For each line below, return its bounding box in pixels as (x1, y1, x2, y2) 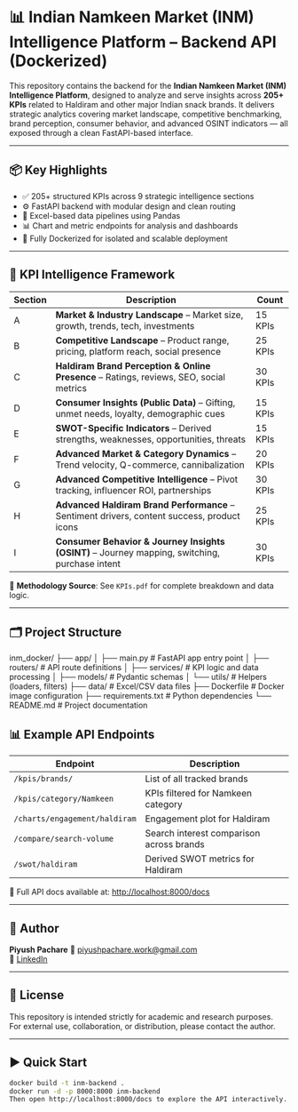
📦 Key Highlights (9, 163, 108, 178)
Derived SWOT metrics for (145, 852, 255, 865)
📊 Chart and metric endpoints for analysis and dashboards (21, 220, 239, 231)
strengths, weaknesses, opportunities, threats (55, 433, 247, 445)
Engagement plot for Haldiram (145, 812, 271, 825)
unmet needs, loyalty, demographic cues (55, 407, 225, 420)
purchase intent (55, 557, 122, 570)
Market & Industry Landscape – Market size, (55, 308, 244, 321)
